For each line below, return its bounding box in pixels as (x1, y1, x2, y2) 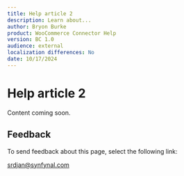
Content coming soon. (7, 109, 71, 117)
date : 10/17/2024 (7, 56, 58, 63)
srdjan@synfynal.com (7, 161, 69, 169)
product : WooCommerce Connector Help (7, 29, 117, 37)
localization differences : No (7, 49, 95, 56)
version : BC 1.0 (7, 36, 54, 43)
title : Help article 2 (7, 10, 73, 17)
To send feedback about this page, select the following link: (7, 147, 178, 155)
